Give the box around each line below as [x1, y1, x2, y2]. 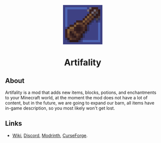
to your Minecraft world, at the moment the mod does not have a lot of [5, 95, 148, 100]
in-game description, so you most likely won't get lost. [5, 105, 115, 111]
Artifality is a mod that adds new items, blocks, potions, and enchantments [5, 89, 157, 95]
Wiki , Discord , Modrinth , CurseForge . [12, 132, 88, 138]
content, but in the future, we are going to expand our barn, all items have [5, 100, 155, 106]
